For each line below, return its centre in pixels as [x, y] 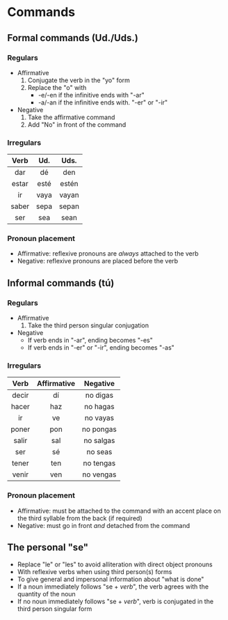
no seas [99, 452]
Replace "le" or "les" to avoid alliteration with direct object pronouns [115, 564]
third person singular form [55, 609]
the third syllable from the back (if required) [80, 518]
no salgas [99, 441]
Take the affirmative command [71, 117]
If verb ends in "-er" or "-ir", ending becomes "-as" [101, 348]
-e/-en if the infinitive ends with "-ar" [91, 95]
